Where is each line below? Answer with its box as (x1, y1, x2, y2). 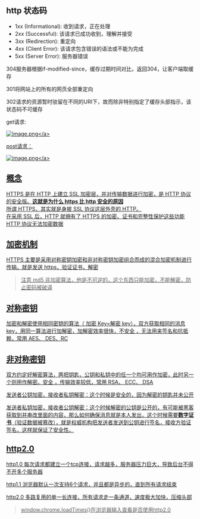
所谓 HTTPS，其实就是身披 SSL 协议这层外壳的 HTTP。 (6, 205, 142, 212)
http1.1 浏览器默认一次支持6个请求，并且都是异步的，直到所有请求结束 (6, 480, 177, 488)
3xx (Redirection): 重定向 (14, 38, 76, 45)
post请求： (6, 142, 33, 149)
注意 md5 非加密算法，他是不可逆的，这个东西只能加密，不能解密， (20, 277, 186, 284)
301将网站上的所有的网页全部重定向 (6, 85, 93, 93)
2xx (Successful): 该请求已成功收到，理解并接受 (14, 30, 133, 37)
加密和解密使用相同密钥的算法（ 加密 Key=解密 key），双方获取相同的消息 (6, 320, 186, 327)
